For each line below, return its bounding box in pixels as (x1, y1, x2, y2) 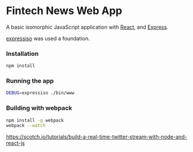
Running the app (6, 77, 54, 85)
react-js (6, 140, 25, 147)
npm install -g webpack (6, 117, 64, 123)
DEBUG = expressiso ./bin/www (6, 90, 75, 96)
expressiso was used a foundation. (6, 35, 90, 42)
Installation (6, 49, 39, 58)
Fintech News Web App (6, 4, 123, 18)
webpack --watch (6, 123, 46, 129)
